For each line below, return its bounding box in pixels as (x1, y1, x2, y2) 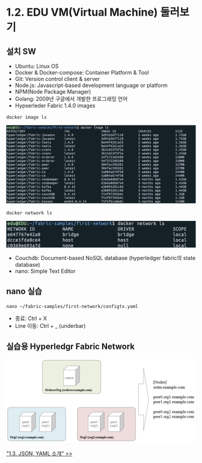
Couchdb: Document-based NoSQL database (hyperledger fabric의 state (14, 254, 196, 261)
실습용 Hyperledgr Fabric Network (6, 342, 135, 352)
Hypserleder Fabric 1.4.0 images (14, 102, 96, 109)
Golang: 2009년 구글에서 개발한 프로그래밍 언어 (14, 95, 128, 102)
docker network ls (6, 210, 52, 216)
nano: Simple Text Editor (14, 267, 76, 274)
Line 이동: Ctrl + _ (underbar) (14, 322, 86, 329)
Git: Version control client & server (14, 76, 100, 82)
